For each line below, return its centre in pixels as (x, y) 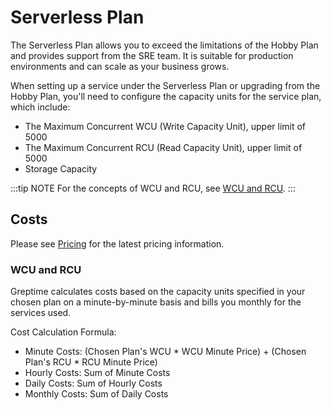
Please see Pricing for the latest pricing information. (117, 243)
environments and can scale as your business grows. (120, 66)
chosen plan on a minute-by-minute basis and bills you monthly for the (156, 302)
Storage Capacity (61, 168)
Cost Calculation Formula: (63, 332)
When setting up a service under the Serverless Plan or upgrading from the (165, 85)
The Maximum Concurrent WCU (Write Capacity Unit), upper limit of (165, 126)
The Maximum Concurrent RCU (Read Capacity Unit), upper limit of (163, 147)
